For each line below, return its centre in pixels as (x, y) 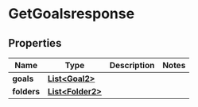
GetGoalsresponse (72, 14)
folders (26, 92)
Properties (35, 43)
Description (132, 65)
